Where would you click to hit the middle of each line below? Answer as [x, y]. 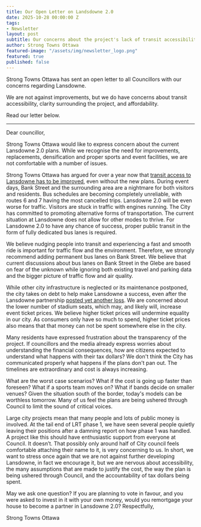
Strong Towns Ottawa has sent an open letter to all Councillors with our [94, 79]
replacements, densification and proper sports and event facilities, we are [97, 157]
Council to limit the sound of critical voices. [59, 406]
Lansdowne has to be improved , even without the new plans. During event [98, 181]
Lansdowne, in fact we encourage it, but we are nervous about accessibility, [100, 462]
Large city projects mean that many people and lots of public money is [93, 418]
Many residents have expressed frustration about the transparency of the [96, 337]
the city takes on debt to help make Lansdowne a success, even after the [96, 294]
